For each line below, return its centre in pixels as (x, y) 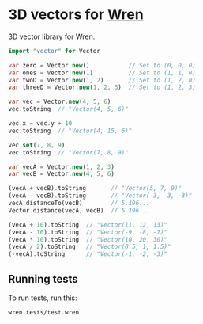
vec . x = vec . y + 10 (40, 124)
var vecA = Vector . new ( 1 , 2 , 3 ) (61, 167)
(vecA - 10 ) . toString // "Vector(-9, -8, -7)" (88, 232)
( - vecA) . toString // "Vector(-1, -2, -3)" (88, 254)
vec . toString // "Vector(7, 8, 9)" (68, 152)
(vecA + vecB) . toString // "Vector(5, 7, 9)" (95, 189)
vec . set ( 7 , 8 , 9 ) (37, 145)
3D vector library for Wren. (52, 36)
